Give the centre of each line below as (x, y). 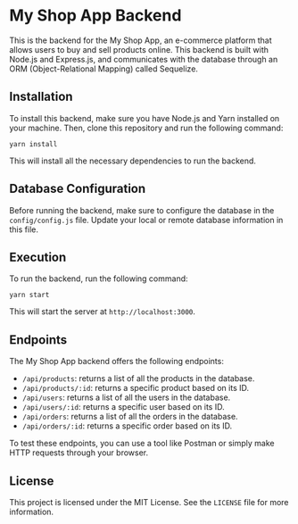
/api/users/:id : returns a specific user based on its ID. (123, 407)
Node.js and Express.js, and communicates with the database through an (144, 59)
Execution (38, 257)
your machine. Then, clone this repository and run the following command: (146, 128)
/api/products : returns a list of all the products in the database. (138, 378)
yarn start (29, 295)
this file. (24, 229)
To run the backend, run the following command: (99, 279)
